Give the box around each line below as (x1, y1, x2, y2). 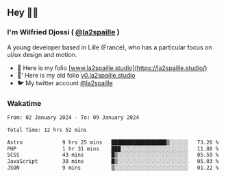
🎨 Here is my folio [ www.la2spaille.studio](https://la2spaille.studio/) (16, 63, 208, 72)
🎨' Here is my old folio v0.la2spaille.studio (16, 71, 136, 79)
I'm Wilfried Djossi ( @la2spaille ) (7, 27, 120, 37)
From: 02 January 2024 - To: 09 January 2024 (7, 114, 139, 121)
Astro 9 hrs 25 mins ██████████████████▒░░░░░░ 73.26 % (7, 139, 219, 146)
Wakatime (7, 98, 42, 108)
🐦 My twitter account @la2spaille (16, 78, 113, 87)
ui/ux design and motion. (7, 50, 77, 58)
